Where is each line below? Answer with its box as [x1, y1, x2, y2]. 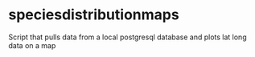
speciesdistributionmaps [8, 6, 179, 24]
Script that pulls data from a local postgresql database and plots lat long [8, 32, 247, 42]
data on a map [8, 40, 56, 50]
